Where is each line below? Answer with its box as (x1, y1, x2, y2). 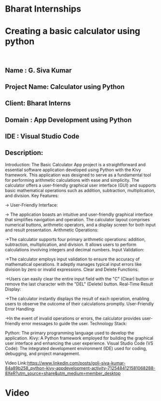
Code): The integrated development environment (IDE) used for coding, (5, 345, 147, 351)
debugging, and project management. (5, 350, 81, 356)
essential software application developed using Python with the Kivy (5, 167, 141, 173)
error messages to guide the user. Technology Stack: (21, 320, 127, 326)
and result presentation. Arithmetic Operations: (5, 227, 99, 233)
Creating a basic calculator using (5, 26, 141, 37)
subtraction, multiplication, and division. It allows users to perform (5, 242, 137, 247)
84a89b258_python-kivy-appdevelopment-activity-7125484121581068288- (5, 365, 156, 371)
